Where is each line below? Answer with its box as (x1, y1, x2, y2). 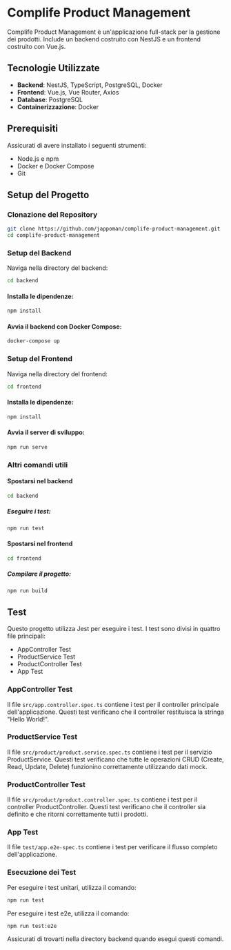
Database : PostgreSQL (17, 95, 83, 104)
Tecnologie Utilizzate (7, 62, 100, 74)
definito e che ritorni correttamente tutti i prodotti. (7, 810, 148, 819)
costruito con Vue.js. (7, 42, 66, 50)
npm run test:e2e (7, 922, 57, 929)
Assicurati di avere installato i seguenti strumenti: (7, 141, 147, 149)
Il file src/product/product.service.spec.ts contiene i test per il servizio (7, 748, 212, 756)
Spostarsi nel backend (7, 477, 73, 485)
